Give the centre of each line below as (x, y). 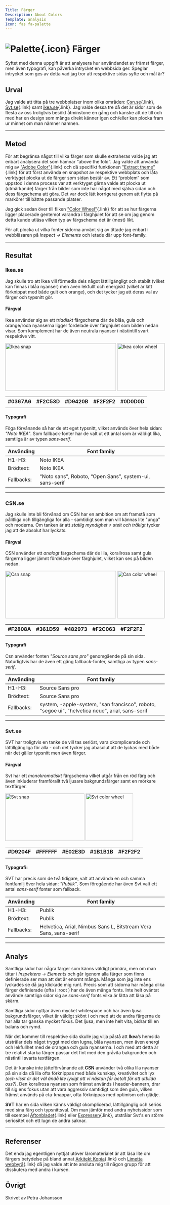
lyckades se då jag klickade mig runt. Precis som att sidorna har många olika (85, 985)
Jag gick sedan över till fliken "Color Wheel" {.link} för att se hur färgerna (81, 209)
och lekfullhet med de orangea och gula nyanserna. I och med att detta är (82, 1047)
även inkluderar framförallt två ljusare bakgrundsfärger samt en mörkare (80, 781)
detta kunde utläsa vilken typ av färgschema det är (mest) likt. (70, 220)
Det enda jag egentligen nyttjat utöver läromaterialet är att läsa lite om (78, 1153)
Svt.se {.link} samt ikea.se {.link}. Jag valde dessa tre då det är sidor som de (83, 107)
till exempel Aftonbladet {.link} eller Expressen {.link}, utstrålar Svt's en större (84, 1115)
